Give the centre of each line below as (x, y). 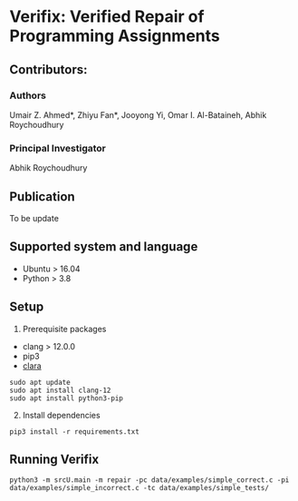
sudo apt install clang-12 (60, 390)
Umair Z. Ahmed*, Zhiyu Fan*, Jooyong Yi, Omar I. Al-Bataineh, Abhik (138, 114)
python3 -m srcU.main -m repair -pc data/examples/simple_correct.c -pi (149, 480)
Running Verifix (54, 459)
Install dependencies (62, 415)
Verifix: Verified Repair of (107, 17)
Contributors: (48, 69)
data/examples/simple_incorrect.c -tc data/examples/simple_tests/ (139, 488)
